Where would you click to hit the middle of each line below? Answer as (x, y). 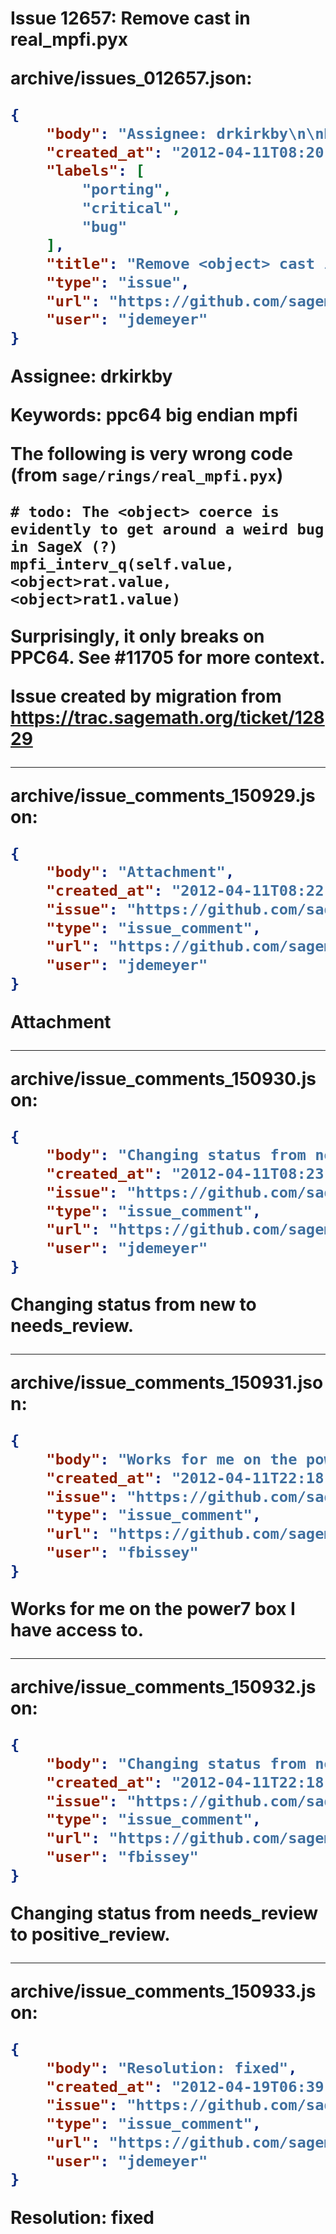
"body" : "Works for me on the (172, 1459)
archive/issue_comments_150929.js (163, 795)
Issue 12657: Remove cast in (130, 18)
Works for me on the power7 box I (153, 1609)
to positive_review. (90, 1934)
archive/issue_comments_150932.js (163, 1687)
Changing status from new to (133, 1304)
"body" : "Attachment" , (140, 872)
